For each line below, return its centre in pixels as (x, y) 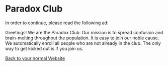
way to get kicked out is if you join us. (44, 48)
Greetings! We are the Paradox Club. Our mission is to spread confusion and (84, 32)
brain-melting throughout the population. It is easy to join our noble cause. (82, 38)
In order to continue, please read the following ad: (57, 23)
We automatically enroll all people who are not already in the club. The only (83, 43)
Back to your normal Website (35, 58)
